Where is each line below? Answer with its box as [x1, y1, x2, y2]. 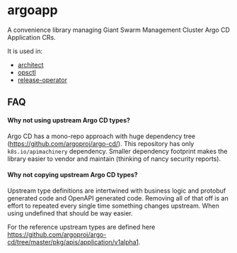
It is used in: [7, 47, 43, 55]
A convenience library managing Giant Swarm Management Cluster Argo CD [7, 26, 230, 34]
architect [17, 60, 44, 69]
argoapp [7, 2, 58, 18]
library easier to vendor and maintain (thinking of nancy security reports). [7, 154, 221, 163]
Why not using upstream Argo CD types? [7, 116, 131, 124]
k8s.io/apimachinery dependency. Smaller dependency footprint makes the [7, 147, 228, 155]
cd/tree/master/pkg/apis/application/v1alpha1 [7, 237, 139, 246]
